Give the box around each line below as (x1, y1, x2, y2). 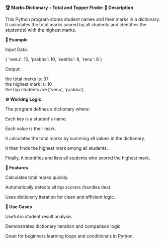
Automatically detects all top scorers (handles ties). (5, 184, 112, 190)
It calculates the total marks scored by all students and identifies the (5, 22, 147, 27)
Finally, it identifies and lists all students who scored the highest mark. (5, 155, 150, 161)
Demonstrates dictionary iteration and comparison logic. (5, 223, 122, 229)
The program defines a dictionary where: (5, 106, 91, 112)
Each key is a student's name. (5, 116, 67, 121)
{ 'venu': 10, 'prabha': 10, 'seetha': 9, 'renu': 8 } (5, 56, 102, 62)
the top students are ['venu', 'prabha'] (5, 87, 84, 92)
